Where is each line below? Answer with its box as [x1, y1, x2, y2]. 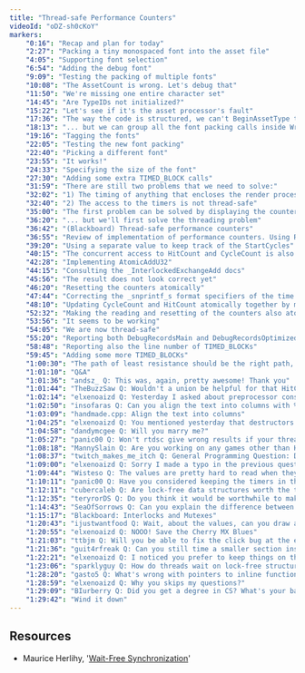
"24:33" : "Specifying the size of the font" [25, 165, 197, 174]
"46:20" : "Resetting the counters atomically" [25, 283, 205, 292]
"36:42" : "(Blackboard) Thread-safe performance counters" [25, 224, 254, 233]
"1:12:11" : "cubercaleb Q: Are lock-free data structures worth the [25, 485, 290, 494]
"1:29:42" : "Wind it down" [25, 595, 128, 604]
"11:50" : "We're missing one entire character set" [25, 89, 225, 98]
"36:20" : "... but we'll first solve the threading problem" [25, 215, 261, 225]
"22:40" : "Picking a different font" [25, 148, 169, 157]
